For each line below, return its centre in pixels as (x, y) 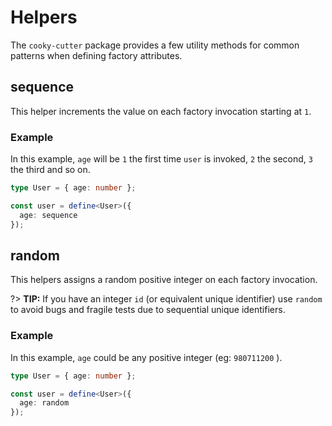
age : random (44, 403)
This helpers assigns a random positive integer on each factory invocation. (164, 280)
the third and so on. (50, 170)
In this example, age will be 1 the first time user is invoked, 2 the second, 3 (161, 159)
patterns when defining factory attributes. (96, 55)
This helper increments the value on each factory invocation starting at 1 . (161, 111)
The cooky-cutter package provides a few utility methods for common (155, 45)
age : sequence (48, 215)
